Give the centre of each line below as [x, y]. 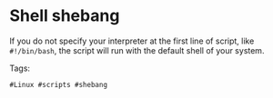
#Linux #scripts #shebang [58, 84]
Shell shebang [65, 16]
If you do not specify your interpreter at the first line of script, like [132, 41]
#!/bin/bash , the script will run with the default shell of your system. [137, 50]
